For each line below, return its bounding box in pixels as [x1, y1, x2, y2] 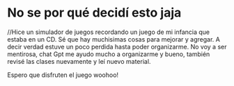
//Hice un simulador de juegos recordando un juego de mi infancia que [7, 28, 210, 36]
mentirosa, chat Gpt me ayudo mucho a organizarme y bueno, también [7, 50, 210, 58]
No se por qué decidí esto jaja [7, 5, 182, 21]
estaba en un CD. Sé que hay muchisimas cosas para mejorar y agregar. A [7, 35, 221, 43]
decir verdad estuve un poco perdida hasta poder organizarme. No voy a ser [7, 42, 227, 51]
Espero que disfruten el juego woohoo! [7, 71, 119, 79]
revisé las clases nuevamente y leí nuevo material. [7, 57, 151, 65]
